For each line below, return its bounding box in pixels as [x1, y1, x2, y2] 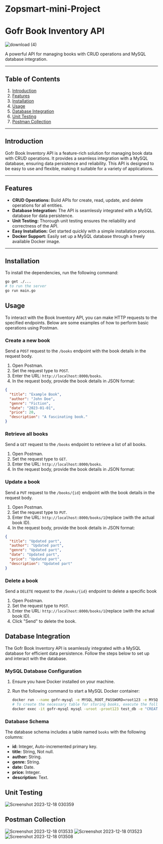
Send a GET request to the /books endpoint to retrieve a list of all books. [5, 442, 147, 447]
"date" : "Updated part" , [9, 552, 60, 557]
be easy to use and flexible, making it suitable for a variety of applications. [5, 165, 154, 171]
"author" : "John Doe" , [9, 397, 55, 401]
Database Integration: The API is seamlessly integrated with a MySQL [12, 207, 153, 213]
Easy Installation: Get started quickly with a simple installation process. [12, 228, 156, 234]
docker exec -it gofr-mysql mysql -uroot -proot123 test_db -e [12, 706, 143, 712]
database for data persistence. [12, 213, 74, 218]
